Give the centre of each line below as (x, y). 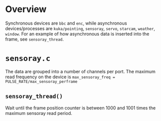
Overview (26, 9)
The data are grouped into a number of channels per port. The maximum (80, 71)
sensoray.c (28, 58)
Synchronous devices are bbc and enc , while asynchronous (66, 23)
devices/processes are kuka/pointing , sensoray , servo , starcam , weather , (80, 28)
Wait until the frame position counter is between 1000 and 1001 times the (80, 108)
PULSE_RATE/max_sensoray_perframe (42, 81)
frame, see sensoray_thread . (34, 39)
